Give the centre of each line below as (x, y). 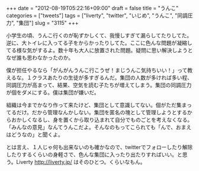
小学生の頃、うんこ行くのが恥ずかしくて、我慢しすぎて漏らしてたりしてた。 (99, 36)
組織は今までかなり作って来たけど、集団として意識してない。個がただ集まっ (99, 105)
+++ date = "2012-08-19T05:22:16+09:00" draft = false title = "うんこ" (92, 8)
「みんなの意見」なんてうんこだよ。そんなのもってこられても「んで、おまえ (99, 127)
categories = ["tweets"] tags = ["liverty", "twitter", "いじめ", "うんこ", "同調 (97, 15)
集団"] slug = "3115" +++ (49, 23)
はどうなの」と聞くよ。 (35, 135)
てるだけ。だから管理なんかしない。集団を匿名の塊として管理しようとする (97, 112)
